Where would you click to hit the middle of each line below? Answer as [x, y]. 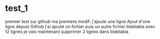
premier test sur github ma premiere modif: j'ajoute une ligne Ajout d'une [78, 21]
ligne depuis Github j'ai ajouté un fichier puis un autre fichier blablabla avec [80, 26]
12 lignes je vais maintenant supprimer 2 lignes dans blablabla [67, 31]
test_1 [16, 8]
